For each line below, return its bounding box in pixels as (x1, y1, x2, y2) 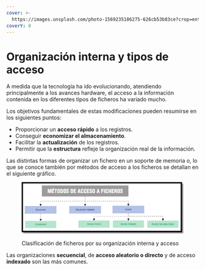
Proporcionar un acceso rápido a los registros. (15, 126, 133, 133)
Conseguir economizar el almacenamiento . (15, 132, 126, 140)
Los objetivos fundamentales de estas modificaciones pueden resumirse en (6, 107, 197, 115)
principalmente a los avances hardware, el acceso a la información (6, 89, 174, 97)
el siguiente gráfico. (6, 170, 57, 177)
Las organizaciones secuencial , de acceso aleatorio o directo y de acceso (6, 251, 196, 258)
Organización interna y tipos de (6, 49, 169, 63)
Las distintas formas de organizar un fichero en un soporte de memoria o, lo (6, 157, 198, 165)
